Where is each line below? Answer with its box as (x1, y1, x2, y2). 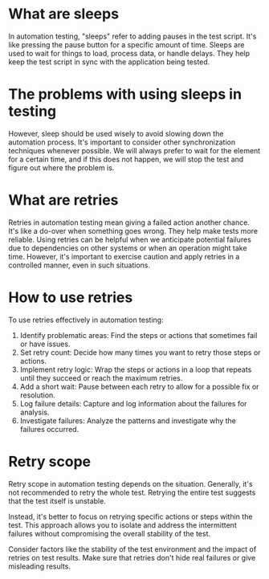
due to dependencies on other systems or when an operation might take (8, 243, 247, 253)
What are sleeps (8, 5, 119, 23)
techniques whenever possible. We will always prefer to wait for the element (8, 145, 261, 155)
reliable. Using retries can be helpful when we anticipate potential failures (8, 234, 251, 244)
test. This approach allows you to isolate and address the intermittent (8, 520, 237, 530)
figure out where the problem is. (8, 162, 115, 173)
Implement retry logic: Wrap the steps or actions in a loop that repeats (19, 365, 252, 374)
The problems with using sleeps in (8, 85, 243, 104)
